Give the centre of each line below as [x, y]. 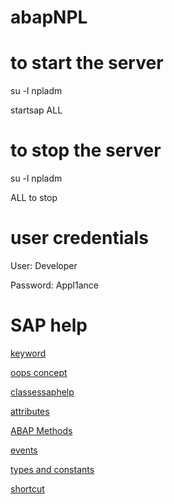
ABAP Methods [41, 430]
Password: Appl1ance [54, 285]
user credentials [79, 238]
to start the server [87, 63]
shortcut [27, 488]
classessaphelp [42, 392]
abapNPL [49, 17]
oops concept [39, 372]
